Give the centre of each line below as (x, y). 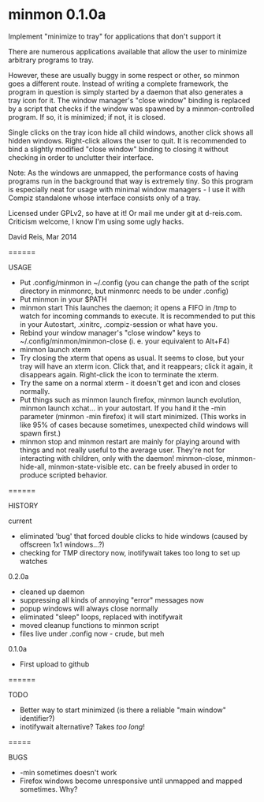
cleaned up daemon (52, 592)
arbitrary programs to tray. (51, 60)
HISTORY (23, 505)
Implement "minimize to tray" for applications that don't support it (115, 36)
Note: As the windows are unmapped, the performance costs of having (123, 173)
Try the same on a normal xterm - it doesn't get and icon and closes (130, 383)
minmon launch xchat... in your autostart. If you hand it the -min (123, 408)
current (20, 521)
